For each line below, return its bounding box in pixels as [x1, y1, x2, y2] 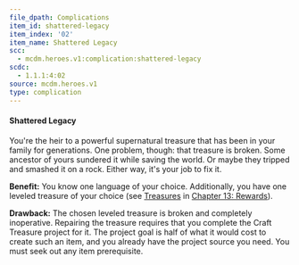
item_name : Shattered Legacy [9, 37, 118, 47]
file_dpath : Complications [9, 12, 110, 22]
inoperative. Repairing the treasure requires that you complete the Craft [9, 217, 272, 228]
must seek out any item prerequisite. [9, 245, 144, 256]
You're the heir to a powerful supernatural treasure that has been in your [9, 135, 276, 145]
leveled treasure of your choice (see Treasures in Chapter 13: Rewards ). [9, 190, 274, 201]
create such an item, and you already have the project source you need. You [9, 236, 290, 246]
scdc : [9, 63, 29, 72]
